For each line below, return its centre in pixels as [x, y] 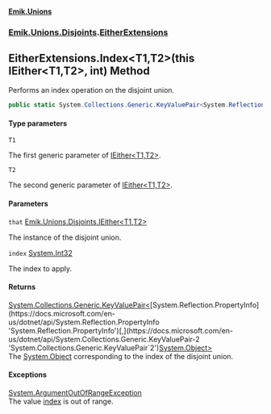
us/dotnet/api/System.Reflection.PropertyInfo [84, 322]
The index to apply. [40, 268]
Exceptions [27, 374]
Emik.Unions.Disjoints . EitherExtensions [88, 32]
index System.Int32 [40, 253]
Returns [22, 287]
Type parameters [38, 123]
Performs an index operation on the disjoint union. [92, 90]
